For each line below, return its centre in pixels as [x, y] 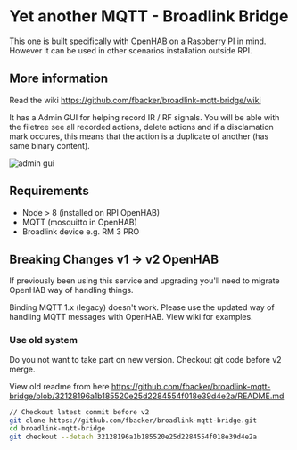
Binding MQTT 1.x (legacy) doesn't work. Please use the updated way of [142, 307]
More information [59, 79]
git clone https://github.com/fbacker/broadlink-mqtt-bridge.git [133, 421]
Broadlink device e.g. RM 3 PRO [81, 231]
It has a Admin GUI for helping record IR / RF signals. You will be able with [144, 117]
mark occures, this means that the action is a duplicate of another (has [139, 136]
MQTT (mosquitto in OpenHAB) [80, 222]
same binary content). [50, 145]
